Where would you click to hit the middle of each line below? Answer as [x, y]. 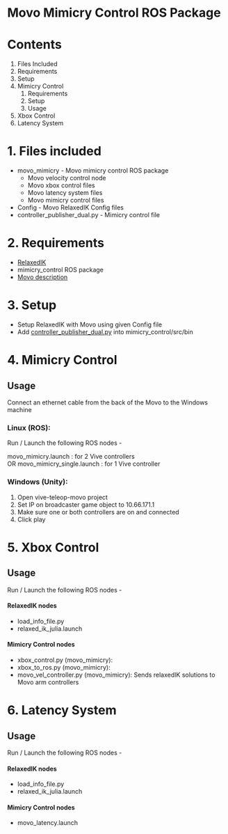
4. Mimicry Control [62, 360]
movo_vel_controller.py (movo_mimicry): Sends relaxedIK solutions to [116, 675]
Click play [31, 519]
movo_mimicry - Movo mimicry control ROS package [93, 171]
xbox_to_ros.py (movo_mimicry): [64, 667]
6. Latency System [62, 710]
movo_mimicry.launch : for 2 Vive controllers [71, 457]
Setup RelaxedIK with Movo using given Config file [89, 324]
